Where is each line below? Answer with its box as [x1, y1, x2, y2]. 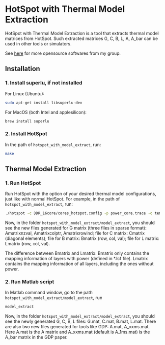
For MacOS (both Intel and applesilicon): [5, 109, 87, 115]
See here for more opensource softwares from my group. [5, 50, 121, 56]
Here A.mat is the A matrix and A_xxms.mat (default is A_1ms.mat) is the [5, 329, 150, 335]
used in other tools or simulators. [5, 40, 72, 46]
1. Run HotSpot [5, 179, 41, 186]
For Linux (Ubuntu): [5, 90, 45, 97]
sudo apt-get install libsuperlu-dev [5, 100, 82, 105]
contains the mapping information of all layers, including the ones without [5, 261, 154, 267]
